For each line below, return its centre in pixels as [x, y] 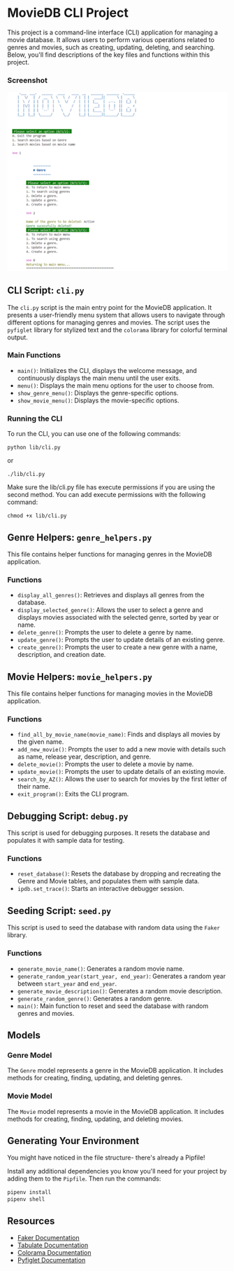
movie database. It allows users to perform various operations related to [111, 39]
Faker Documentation [48, 1238]
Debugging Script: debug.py [68, 816]
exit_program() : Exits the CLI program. [73, 794]
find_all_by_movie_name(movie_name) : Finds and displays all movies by [119, 735]
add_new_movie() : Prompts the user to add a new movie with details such [121, 749]
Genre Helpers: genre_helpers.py [80, 537]
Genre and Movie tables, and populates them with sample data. [108, 881]
